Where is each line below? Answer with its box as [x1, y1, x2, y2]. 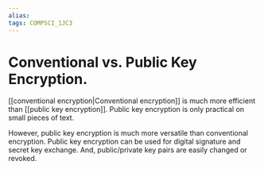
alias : [8, 11, 30, 20]
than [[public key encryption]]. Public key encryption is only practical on [8, 105, 245, 114]
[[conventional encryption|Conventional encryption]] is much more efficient [8, 96, 256, 106]
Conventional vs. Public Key [8, 53, 197, 71]
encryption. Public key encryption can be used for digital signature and [8, 136, 241, 147]
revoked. [8, 154, 37, 163]
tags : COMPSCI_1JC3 [8, 19, 73, 27]
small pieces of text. [8, 113, 75, 123]
